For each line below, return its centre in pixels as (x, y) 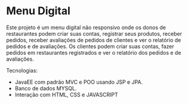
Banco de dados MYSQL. (46, 88)
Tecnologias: (22, 70)
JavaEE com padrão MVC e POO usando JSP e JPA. (79, 82)
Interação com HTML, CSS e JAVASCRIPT (66, 94)
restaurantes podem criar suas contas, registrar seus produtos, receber (94, 33)
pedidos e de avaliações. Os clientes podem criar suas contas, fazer (90, 46)
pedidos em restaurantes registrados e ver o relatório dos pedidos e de (94, 52)
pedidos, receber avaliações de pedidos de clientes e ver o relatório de (94, 40)
